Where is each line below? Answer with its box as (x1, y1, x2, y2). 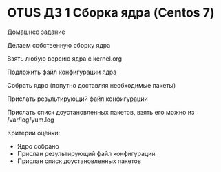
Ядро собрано (17, 142, 60, 150)
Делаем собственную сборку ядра (7, 41, 111, 49)
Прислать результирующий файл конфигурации (7, 95, 148, 103)
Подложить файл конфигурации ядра (7, 68, 117, 76)
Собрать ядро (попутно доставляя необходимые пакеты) (7, 81, 176, 89)
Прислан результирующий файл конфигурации (17, 149, 156, 157)
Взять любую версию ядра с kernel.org (7, 54, 123, 63)
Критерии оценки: (7, 128, 61, 137)
